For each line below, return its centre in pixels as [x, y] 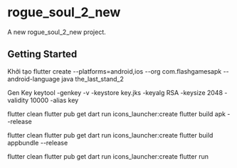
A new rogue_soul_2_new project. [57, 32]
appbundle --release [38, 142]
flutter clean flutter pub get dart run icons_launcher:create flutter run [108, 156]
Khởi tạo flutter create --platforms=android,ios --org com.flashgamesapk [115, 71]
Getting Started [42, 54]
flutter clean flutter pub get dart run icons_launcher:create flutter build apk [117, 113]
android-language [34, 79]
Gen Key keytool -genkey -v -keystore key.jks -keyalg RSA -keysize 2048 [115, 92]
